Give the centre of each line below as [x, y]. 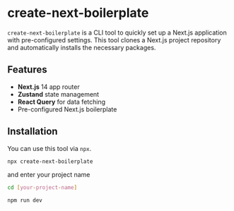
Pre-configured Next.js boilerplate [67, 109]
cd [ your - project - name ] [42, 188]
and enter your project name [49, 175]
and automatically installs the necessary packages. [82, 47]
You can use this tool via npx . [49, 148]
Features [27, 70]
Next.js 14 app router [48, 87]
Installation [33, 132]
